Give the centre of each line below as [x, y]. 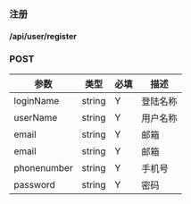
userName [36, 117]
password [34, 184]
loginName [37, 100]
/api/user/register [43, 36]
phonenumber [43, 167]
